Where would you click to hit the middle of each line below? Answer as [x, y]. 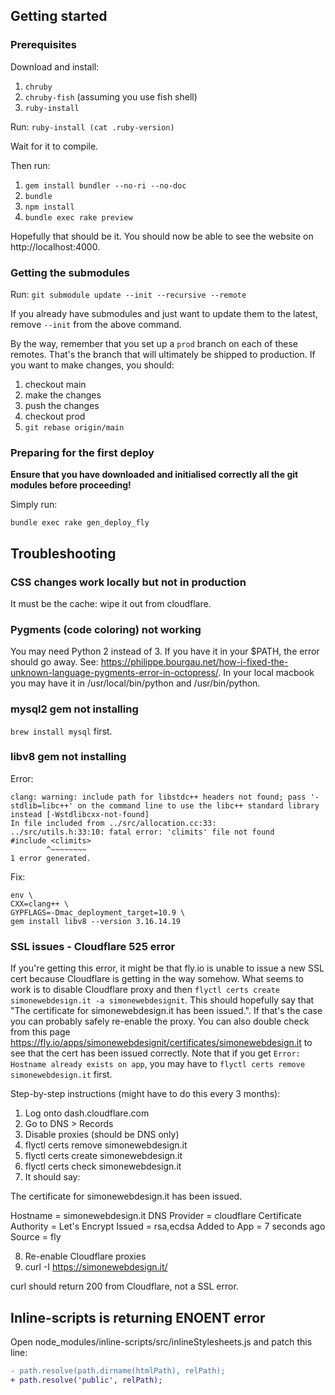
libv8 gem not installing [68, 757]
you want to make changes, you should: [92, 365]
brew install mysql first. [61, 731]
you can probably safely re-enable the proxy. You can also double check [160, 1021]
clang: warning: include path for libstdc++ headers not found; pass [158, 797]
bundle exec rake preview [78, 217]
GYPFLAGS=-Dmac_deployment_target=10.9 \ [98, 912]
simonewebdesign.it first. [61, 1075]
